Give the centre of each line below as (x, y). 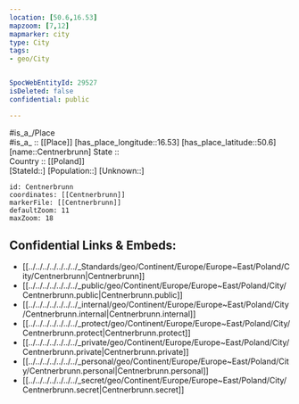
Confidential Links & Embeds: (93, 246)
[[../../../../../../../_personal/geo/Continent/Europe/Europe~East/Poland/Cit (155, 361)
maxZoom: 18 (31, 218)
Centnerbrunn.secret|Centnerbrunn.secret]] (103, 390)
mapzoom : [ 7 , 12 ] (39, 26)
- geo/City (29, 59)
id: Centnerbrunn (42, 187)
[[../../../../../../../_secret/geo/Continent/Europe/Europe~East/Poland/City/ (154, 381)
